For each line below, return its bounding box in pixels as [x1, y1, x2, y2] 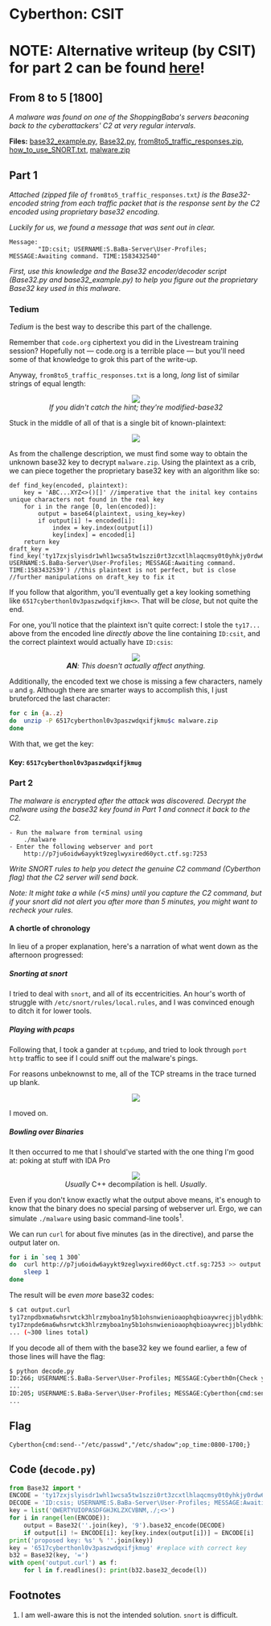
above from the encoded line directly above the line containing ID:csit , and [9, 629, 261, 638]
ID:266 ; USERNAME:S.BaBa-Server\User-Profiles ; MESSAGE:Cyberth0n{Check [9, 1374, 258, 1383]
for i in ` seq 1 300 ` [9, 1253, 82, 1262]
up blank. [9, 1077, 40, 1087]
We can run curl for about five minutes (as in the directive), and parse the [9, 1229, 254, 1238]
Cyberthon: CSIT [9, 5, 125, 23]
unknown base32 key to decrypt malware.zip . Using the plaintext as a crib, [9, 457, 257, 468]
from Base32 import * [9, 1484, 82, 1492]
